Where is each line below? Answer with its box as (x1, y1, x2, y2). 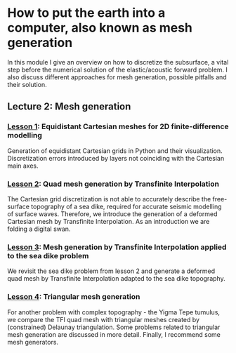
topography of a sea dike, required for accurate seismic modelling (31, 202, 222, 211)
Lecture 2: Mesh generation (7, 100, 131, 113)
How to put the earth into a (7, 5, 166, 21)
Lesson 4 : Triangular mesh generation (7, 292, 140, 302)
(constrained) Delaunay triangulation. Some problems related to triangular (7, 323, 221, 331)
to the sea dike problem (7, 251, 89, 260)
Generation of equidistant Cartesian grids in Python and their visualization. (7, 146, 223, 155)
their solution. (7, 80, 47, 88)
